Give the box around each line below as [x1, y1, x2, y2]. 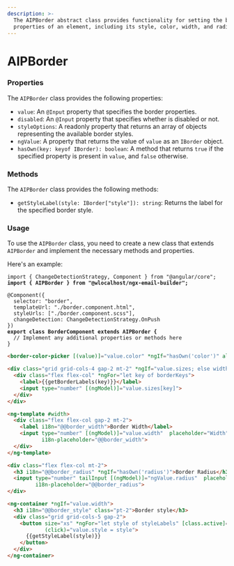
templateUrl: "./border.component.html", [13, 304, 136, 311]
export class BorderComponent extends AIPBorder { [7, 328, 157, 335]
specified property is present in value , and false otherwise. [17, 151, 189, 160]
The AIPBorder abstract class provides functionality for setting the [13, 17, 223, 24]
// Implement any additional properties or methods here [13, 335, 182, 342]
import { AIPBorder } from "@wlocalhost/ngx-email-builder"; [7, 280, 189, 286]
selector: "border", [13, 298, 73, 305]
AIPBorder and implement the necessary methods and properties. [7, 247, 195, 255]
